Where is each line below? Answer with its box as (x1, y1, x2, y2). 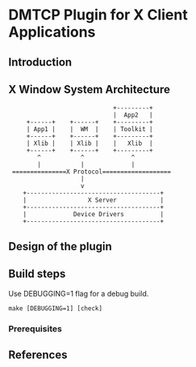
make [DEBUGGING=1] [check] (8, 304, 103, 313)
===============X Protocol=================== (11, 168, 172, 176)
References (8, 348, 68, 361)
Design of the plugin (8, 239, 112, 253)
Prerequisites (8, 322, 62, 334)
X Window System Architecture (8, 83, 171, 96)
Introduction (8, 55, 73, 69)
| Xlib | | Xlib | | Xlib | (26, 139, 153, 147)
